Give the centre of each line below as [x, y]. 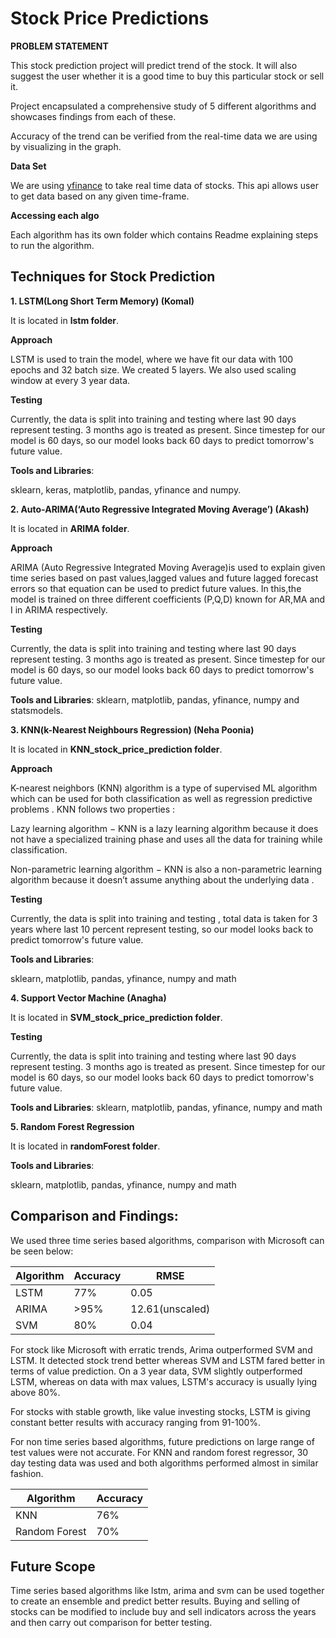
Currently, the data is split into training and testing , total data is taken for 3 [164, 918]
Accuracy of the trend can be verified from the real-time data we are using [164, 136]
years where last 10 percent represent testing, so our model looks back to [162, 929]
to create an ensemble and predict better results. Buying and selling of [155, 1601]
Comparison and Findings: [94, 1216]
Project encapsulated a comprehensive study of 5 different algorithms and [163, 106]
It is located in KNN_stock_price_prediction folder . [116, 749]
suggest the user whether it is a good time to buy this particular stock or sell [167, 76]
